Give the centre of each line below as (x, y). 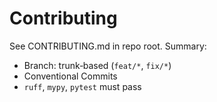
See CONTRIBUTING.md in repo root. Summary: (108, 46)
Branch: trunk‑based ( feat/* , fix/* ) (97, 65)
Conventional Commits (70, 76)
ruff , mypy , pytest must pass (82, 86)
